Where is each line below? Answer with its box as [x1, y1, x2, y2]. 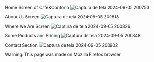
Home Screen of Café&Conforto [5, 5, 69, 10]
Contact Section [5, 42, 38, 48]
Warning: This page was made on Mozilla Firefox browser [5, 51, 121, 57]
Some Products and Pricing [5, 33, 60, 38]
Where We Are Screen [5, 23, 50, 29]
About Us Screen [5, 14, 40, 19]
